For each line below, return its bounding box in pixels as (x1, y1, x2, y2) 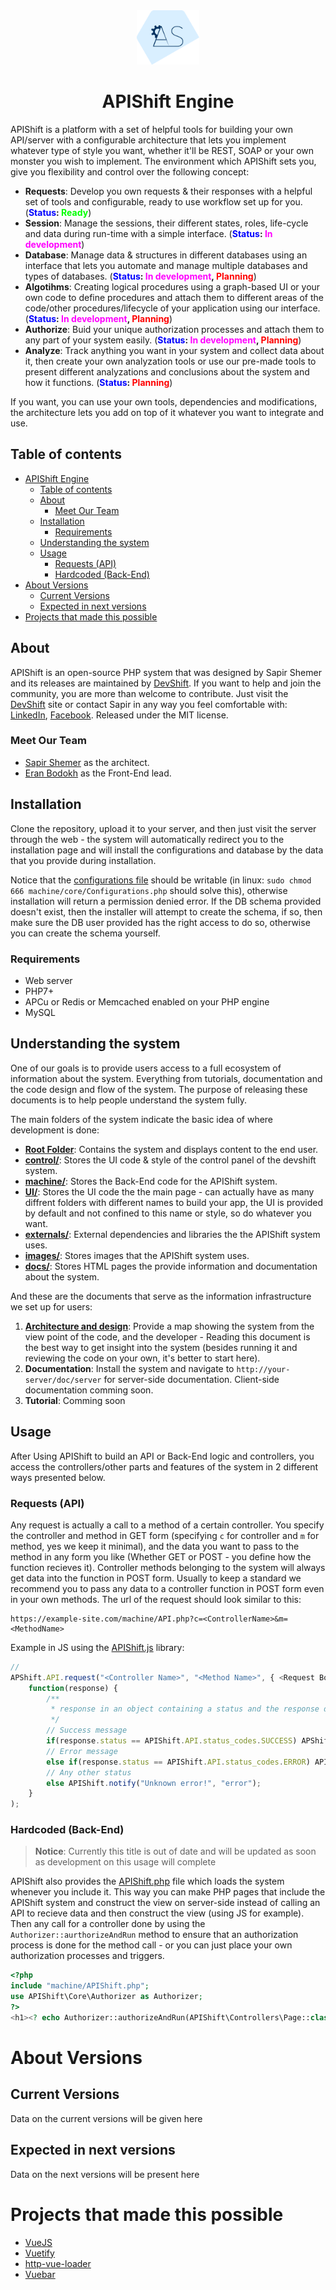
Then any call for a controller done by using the (10, 1918, 206, 1930)
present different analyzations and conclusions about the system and (24, 365, 310, 378)
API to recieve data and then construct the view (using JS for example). (10, 1907, 305, 1919)
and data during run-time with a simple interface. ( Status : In (24, 227, 273, 239)
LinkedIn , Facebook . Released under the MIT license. (10, 709, 229, 721)
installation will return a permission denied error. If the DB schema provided (10, 895, 322, 907)
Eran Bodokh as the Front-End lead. (24, 767, 172, 779)
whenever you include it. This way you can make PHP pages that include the (10, 1886, 326, 1898)
